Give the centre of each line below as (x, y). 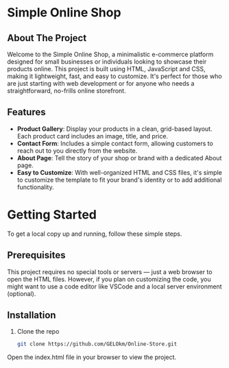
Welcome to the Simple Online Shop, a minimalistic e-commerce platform (110, 54)
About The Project (47, 38)
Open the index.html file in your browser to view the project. (92, 357)
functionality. (35, 187)
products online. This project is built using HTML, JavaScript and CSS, (106, 69)
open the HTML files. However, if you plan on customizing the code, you (109, 279)
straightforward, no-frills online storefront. (67, 91)
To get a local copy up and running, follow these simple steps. (95, 234)
